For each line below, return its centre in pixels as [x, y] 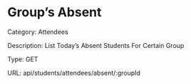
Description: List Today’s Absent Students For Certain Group [96, 45]
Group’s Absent [55, 12]
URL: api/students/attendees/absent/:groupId [74, 73]
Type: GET [23, 59]
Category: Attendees [38, 32]
